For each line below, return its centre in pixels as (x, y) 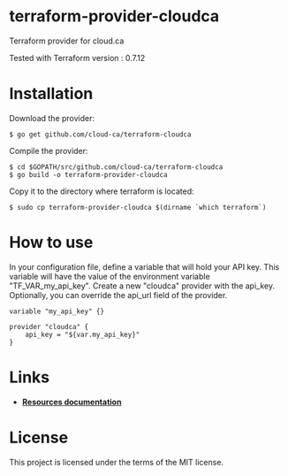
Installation (51, 94)
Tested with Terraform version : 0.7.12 (77, 58)
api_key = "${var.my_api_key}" (83, 334)
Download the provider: (52, 118)
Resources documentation (72, 402)
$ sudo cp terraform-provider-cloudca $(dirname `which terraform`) (138, 207)
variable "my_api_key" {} (57, 311)
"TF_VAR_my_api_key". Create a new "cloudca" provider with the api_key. (142, 286)
